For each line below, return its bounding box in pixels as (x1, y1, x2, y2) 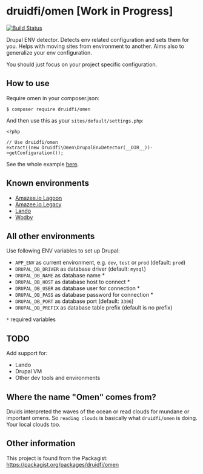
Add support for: (6, 350, 48, 357)
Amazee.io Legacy (15, 200, 62, 208)
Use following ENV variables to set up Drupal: (6, 247, 120, 254)
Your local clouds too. (6, 421, 61, 428)
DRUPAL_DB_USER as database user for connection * (15, 285, 141, 292)
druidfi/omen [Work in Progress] (6, 4, 173, 18)
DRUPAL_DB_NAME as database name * (15, 272, 105, 279)
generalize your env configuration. (6, 49, 93, 56)
